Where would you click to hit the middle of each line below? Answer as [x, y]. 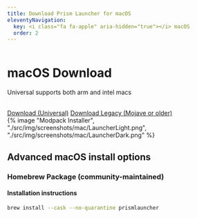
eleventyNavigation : [37, 20]
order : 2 [26, 33]
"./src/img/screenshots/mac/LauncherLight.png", [77, 128]
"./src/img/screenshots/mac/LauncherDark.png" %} [81, 135]
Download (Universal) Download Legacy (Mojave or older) [90, 113]
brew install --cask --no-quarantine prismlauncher [83, 208]
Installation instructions [42, 193]
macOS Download [60, 73]
